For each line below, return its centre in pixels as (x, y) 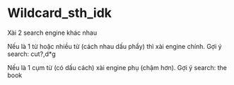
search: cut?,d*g (32, 54)
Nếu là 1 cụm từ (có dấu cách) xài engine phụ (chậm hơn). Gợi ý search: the (117, 67)
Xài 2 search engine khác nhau (52, 33)
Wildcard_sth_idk (59, 13)
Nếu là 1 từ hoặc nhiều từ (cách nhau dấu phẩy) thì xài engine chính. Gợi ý (115, 46)
